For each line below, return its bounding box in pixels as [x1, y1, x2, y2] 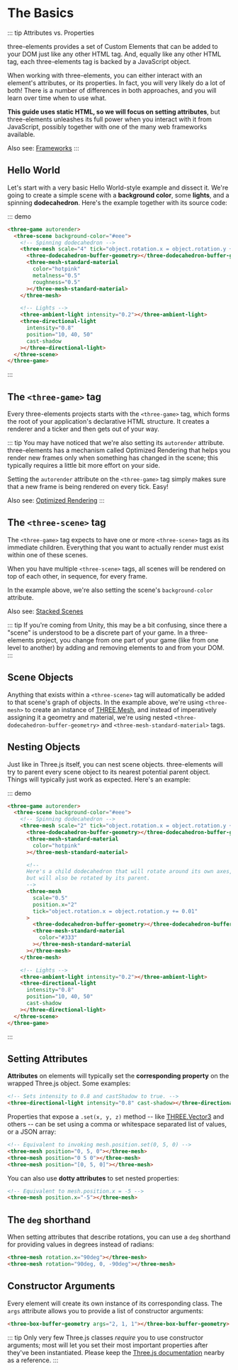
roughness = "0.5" [33, 278, 81, 285]
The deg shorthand [7, 1214, 91, 1226]
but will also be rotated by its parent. [25, 875, 151, 882]
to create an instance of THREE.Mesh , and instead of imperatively [24, 705, 217, 714]
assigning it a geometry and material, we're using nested [7, 713, 173, 721]
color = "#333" [38, 934, 78, 941]
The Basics [7, 5, 74, 21]
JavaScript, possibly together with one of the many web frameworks [7, 122, 208, 131]
